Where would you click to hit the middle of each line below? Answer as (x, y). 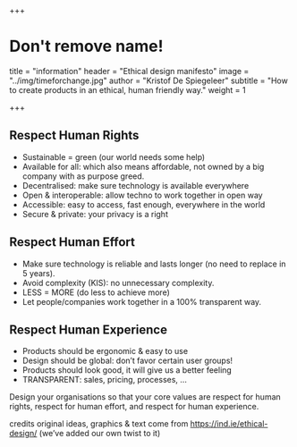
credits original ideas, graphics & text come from (99, 424)
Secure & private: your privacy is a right (95, 214)
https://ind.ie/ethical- (229, 424)
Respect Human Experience (89, 329)
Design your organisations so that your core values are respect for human (145, 397)
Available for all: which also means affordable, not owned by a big (143, 166)
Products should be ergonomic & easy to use (105, 351)
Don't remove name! (86, 46)
